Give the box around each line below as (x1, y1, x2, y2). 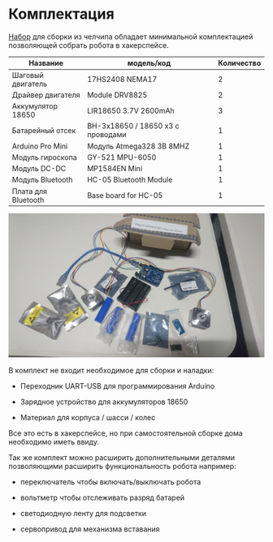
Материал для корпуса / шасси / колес (19, 412, 156, 422)
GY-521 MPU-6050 (86, 152, 157, 162)
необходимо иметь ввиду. (8, 437, 100, 446)
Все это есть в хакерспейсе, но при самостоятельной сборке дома (8, 428, 244, 438)
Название (28, 58, 63, 68)
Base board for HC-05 (86, 191, 163, 200)
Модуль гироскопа (11, 152, 77, 162)
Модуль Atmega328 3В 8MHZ (86, 141, 189, 151)
